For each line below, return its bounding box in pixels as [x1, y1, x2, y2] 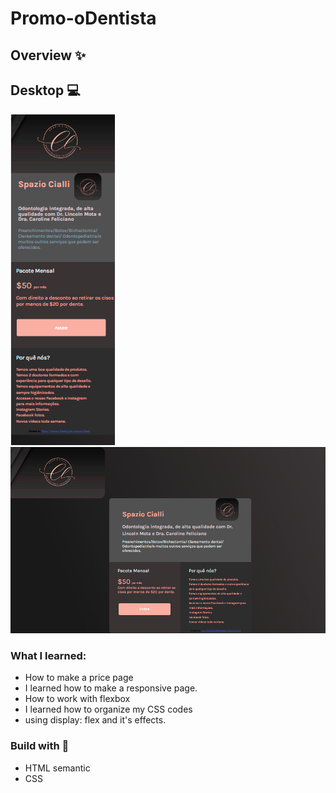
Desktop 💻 [10, 82, 81, 99]
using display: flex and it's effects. [24, 714, 167, 726]
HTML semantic [24, 762, 91, 774]
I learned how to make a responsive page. [24, 682, 198, 694]
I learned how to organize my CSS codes [24, 703, 193, 716]
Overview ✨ [10, 47, 87, 64]
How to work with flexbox [24, 693, 131, 705]
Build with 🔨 [10, 739, 70, 753]
